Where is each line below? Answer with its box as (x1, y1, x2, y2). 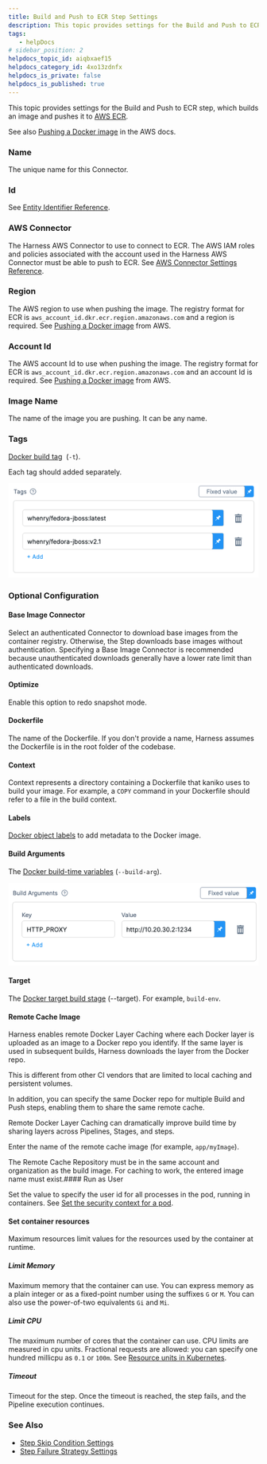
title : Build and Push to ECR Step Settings (8, 13, 158, 21)
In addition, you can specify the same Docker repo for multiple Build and (8, 1095, 245, 1104)
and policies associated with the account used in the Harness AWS (8, 249, 228, 259)
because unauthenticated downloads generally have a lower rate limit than (8, 653, 252, 662)
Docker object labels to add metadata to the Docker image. (8, 830, 201, 840)
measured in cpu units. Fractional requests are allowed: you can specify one (8, 1345, 258, 1354)
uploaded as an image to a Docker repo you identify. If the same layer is (8, 1038, 244, 1048)
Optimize (8, 680, 40, 689)
